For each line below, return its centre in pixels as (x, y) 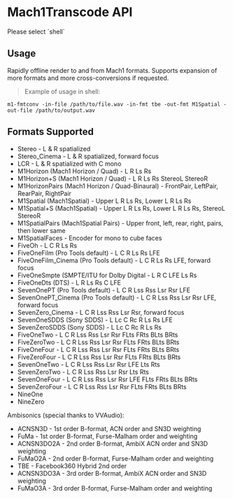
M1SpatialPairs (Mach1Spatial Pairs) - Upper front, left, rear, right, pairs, (120, 223)
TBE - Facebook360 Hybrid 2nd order (72, 465)
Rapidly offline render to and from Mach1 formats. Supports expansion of (112, 70)
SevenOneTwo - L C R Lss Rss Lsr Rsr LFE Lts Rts (89, 364)
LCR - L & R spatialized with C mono (69, 163)
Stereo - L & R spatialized (54, 148)
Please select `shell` (36, 31)
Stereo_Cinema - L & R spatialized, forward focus (88, 156)
